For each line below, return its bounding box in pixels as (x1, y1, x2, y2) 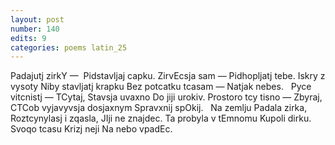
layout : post (10, 14, 65, 25)
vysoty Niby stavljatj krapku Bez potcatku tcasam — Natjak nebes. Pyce (10, 81, 312, 93)
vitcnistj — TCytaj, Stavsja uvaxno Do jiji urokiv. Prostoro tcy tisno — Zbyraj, (10, 91, 323, 103)
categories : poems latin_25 (10, 42, 128, 53)
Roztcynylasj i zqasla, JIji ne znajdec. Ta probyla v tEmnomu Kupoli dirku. (10, 112, 312, 125)
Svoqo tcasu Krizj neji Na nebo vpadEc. (10, 123, 173, 135)
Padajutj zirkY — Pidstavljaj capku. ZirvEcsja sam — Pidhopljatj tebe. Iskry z (10, 70, 326, 82)
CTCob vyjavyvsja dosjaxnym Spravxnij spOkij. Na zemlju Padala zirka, (10, 102, 308, 114)
